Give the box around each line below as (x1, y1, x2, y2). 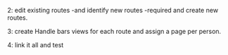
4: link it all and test (7, 41, 64, 49)
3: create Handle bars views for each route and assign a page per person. (7, 28, 222, 35)
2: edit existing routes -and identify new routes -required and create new (7, 6, 219, 14)
